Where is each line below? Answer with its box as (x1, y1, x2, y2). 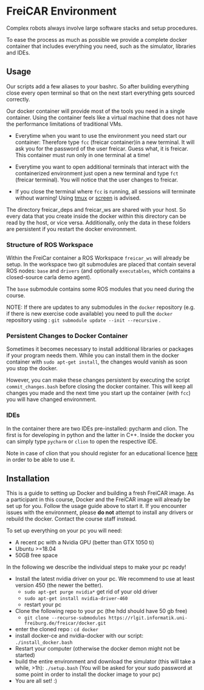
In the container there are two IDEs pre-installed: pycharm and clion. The (6, 425, 188, 432)
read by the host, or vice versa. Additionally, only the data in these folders (6, 218, 191, 226)
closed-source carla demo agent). (6, 274, 92, 281)
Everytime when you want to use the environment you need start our (15, 132, 187, 139)
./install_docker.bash (15, 640, 73, 646)
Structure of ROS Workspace (6, 240, 93, 249)
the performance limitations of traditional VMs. (6, 120, 123, 127)
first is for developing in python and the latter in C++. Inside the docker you (6, 431, 195, 438)
